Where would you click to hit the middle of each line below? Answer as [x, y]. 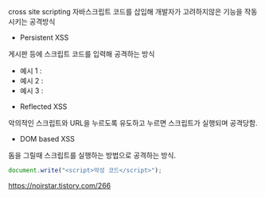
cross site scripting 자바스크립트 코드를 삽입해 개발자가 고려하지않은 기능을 [125, 12]
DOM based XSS [47, 139]
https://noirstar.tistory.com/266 [60, 185]
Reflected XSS [43, 107]
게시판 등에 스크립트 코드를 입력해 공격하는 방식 [82, 54]
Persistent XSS [44, 37]
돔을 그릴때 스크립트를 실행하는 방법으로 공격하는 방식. [92, 155]
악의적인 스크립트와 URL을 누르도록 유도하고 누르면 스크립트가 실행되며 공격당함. [133, 123]
